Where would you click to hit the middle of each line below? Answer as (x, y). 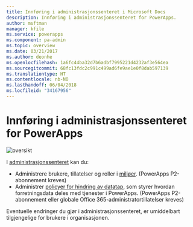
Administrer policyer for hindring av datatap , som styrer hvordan (95, 186)
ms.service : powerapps (35, 35)
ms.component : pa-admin (36, 40)
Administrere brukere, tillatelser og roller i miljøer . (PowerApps (92, 174)
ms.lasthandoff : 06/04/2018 (42, 85)
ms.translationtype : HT (36, 74)
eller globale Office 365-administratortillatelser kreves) (116, 199)
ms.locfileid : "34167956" (39, 91)
